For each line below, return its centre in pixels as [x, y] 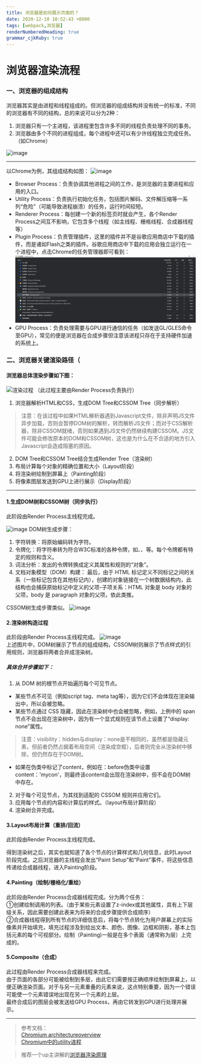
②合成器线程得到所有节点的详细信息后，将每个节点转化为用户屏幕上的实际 [99, 919]
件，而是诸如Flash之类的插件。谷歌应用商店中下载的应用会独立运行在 [100, 244]
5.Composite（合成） [33, 957]
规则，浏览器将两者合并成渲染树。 [54, 652]
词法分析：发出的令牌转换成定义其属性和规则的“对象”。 [83, 565]
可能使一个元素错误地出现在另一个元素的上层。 [64, 994]
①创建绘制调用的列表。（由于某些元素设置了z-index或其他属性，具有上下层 [100, 904]
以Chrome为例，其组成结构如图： [48, 171]
